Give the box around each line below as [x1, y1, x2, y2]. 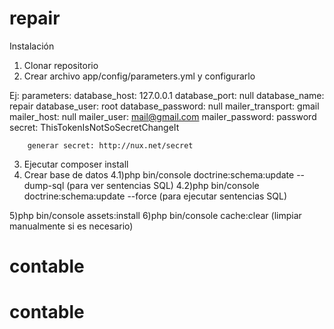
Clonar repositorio [23, 59, 99, 71]
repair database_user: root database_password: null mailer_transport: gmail [9, 100, 320, 112]
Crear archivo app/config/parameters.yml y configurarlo [23, 70, 256, 82]
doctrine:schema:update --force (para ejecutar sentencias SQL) [23, 190, 288, 202]
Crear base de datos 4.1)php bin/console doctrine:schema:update [23, 168, 295, 181]
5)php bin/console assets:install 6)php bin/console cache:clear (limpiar [9, 209, 302, 221]
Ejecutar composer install [23, 158, 129, 170]
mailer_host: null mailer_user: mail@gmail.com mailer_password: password [9, 110, 317, 122]
